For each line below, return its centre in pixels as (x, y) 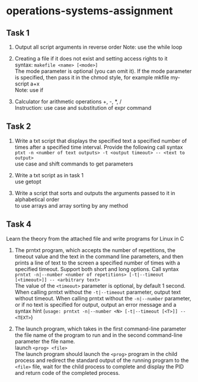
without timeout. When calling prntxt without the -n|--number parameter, (103, 298)
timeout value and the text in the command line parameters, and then (99, 256)
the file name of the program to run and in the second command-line (98, 335)
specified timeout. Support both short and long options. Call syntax (97, 269)
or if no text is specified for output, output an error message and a (95, 304)
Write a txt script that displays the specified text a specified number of (101, 141)
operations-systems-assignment (90, 11)
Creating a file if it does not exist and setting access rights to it (91, 58)
